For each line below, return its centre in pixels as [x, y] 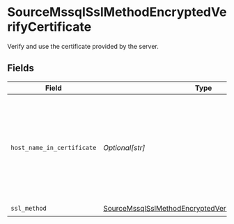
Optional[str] [124, 147]
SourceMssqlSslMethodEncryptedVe [117, 12]
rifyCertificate [49, 27]
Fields [21, 68]
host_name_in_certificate [54, 148]
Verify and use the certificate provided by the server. [83, 46]
